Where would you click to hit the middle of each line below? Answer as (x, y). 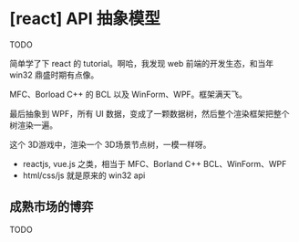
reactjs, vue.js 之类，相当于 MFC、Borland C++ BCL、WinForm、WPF (155, 163)
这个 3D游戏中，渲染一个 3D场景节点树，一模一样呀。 (110, 144)
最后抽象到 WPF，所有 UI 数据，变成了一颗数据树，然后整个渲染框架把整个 (149, 113)
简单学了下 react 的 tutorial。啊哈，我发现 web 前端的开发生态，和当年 (142, 63)
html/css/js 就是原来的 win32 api (84, 175)
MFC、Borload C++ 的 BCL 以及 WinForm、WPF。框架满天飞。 (129, 94)
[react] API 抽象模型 (85, 19)
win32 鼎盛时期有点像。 (54, 75)
